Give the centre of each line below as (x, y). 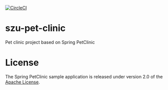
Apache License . (23, 82)
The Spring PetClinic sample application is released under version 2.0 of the (84, 76)
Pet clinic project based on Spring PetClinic (50, 42)
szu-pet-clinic (35, 28)
